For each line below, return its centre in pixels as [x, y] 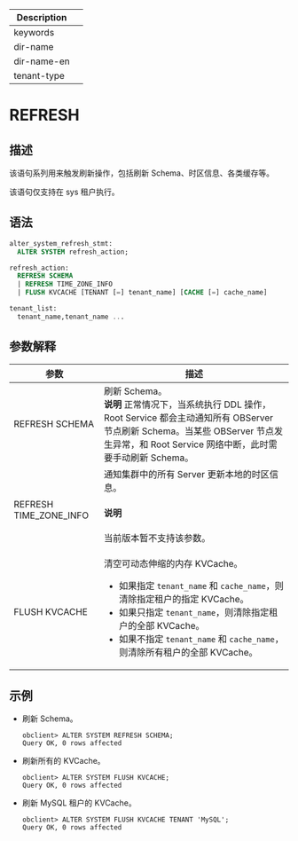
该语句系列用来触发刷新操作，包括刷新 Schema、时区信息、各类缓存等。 [142, 173]
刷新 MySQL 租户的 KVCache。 [79, 803]
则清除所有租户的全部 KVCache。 [188, 653]
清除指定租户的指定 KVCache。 [184, 600]
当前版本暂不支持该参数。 [157, 538]
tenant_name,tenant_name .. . [71, 317]
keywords [34, 32]
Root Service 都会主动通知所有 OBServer [188, 418]
